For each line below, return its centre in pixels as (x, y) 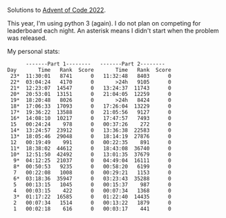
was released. (27, 38)
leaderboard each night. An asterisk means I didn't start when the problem (113, 31)
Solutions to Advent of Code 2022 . (56, 10)
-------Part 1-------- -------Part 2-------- (95, 64)
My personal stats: (34, 51)
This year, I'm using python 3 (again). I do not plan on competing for (104, 23)
